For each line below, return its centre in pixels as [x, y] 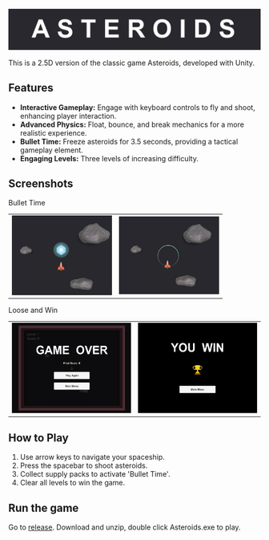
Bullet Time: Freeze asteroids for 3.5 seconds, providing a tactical [129, 141]
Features [31, 88]
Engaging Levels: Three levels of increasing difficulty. [109, 158]
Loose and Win [33, 311]
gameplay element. [52, 150]
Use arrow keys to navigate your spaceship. [92, 457]
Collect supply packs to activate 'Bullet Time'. [95, 474]
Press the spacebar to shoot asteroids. [84, 465]
